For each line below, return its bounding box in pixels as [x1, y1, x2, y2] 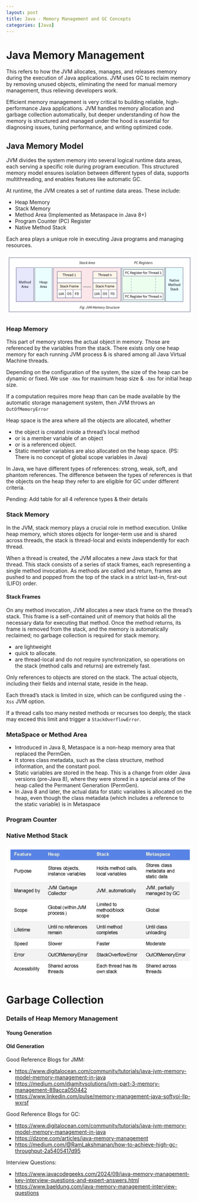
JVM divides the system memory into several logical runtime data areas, [6, 157, 183, 164]
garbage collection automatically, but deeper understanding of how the [6, 111, 180, 118]
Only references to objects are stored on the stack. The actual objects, [6, 673, 179, 681]
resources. [6, 242, 33, 249]
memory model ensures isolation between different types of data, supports [6, 169, 190, 176]
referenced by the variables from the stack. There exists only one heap [6, 344, 180, 352]
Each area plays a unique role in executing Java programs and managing [6, 235, 184, 243]
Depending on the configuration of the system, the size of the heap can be [6, 369, 189, 376]
